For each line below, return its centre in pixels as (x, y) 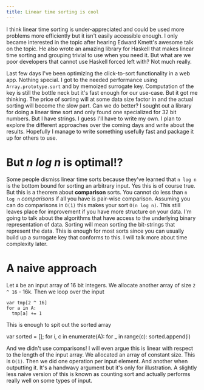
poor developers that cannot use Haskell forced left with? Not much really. (99, 61)
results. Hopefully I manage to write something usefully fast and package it (100, 131)
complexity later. (27, 244)
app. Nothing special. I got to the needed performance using (82, 80)
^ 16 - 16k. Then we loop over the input (55, 292)
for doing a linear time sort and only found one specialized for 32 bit (91, 112)
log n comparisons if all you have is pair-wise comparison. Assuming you (98, 199)
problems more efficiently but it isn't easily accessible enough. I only (92, 36)
